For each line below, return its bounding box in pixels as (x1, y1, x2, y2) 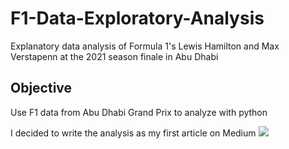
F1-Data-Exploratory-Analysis (10, 7, 265, 30)
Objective (10, 80, 73, 97)
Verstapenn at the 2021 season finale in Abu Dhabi (10, 50, 219, 62)
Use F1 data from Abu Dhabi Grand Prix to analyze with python (10, 106, 268, 118)
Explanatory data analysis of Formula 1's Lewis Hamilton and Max (10, 40, 280, 52)
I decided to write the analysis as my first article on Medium (10, 127, 257, 139)
